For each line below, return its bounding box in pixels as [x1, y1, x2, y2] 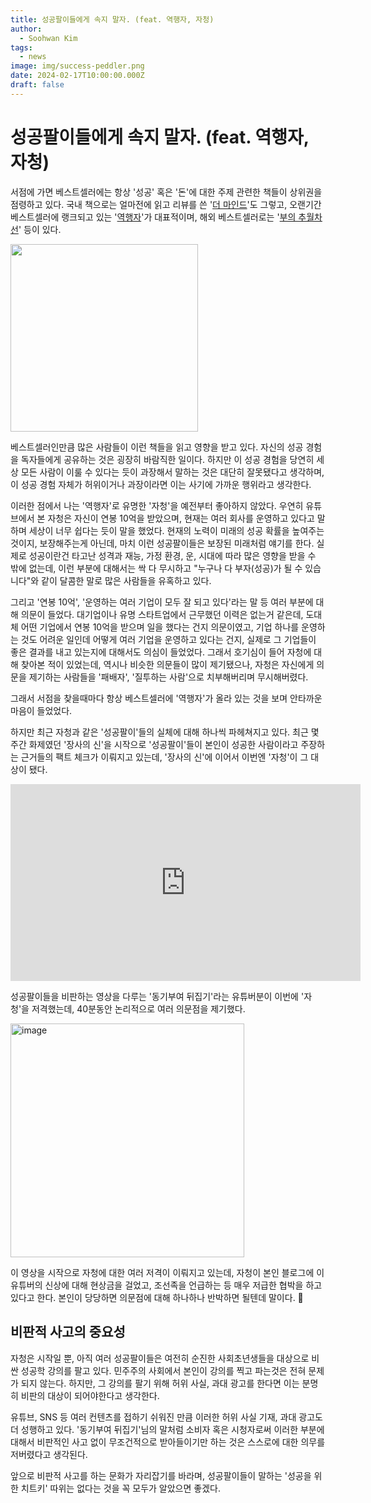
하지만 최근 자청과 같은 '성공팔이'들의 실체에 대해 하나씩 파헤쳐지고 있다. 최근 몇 [10, 726, 320, 738]
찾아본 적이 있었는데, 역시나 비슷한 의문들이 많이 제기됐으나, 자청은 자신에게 [20, 658, 315, 670]
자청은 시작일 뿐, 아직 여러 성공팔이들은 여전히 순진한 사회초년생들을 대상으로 [10, 1352, 310, 1364]
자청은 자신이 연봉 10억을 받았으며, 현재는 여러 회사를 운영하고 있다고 [47, 512, 315, 524]
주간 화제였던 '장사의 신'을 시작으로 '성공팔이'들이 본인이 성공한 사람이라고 [10, 738, 299, 750]
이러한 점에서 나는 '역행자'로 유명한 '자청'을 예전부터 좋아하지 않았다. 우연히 [10, 499, 304, 511]
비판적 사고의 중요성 [10, 1324, 126, 1341]
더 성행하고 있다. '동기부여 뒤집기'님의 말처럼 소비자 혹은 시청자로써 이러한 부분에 [10, 1423, 325, 1435]
